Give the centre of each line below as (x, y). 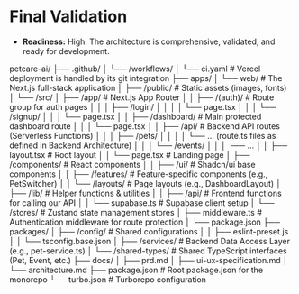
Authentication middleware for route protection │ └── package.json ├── (145, 222)
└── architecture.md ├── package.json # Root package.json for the (136, 270)
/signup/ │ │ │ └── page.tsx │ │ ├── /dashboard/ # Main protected (136, 116)
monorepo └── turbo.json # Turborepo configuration (108, 279)
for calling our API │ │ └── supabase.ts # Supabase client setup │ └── (142, 202)
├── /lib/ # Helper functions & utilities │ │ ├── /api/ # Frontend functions (145, 193)
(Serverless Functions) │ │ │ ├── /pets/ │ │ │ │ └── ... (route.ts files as (143, 135)
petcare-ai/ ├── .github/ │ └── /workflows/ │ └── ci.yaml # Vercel (135, 69)
